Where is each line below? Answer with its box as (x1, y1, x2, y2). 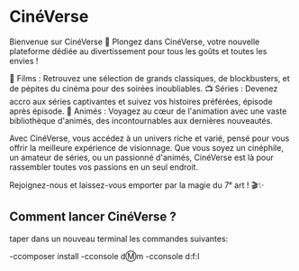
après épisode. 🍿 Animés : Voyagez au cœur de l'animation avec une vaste (9, 106, 287, 117)
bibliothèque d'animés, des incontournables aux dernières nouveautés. (9, 115, 273, 126)
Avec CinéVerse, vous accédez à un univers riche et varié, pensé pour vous (9, 133, 290, 144)
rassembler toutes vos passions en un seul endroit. (9, 161, 199, 173)
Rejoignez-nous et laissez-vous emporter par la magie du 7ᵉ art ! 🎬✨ (9, 179, 265, 191)
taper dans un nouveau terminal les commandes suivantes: (9, 233, 229, 244)
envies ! (9, 55, 39, 66)
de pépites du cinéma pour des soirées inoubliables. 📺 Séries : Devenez (9, 83, 278, 94)
